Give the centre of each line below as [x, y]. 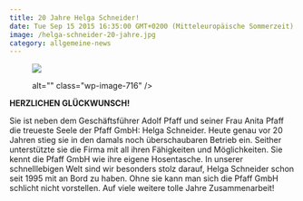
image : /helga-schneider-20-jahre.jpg [83, 34]
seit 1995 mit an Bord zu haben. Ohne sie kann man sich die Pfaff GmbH [144, 178]
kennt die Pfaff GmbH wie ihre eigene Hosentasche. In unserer [126, 159]
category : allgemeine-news [60, 43]
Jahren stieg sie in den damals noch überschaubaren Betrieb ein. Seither [146, 140]
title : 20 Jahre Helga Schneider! [75, 18]
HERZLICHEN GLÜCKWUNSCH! [69, 103]
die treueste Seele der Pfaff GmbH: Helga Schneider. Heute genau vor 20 [146, 130]
